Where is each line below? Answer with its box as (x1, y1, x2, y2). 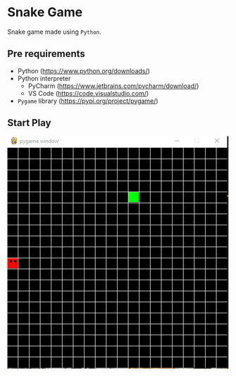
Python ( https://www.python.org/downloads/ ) (17, 66, 150, 75)
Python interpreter (17, 74, 71, 82)
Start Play (7, 117, 51, 129)
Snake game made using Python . (7, 27, 102, 36)
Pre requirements (7, 48, 86, 60)
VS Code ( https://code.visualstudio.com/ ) (27, 89, 149, 97)
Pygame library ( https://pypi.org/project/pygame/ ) (17, 96, 159, 105)
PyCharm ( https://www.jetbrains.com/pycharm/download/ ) (27, 82, 199, 90)
